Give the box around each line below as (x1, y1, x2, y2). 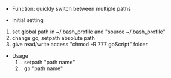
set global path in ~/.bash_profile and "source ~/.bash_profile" (11, 28, 166, 35)
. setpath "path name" (20, 59, 75, 65)
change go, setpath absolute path (11, 35, 96, 41)
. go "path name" (20, 65, 63, 72)
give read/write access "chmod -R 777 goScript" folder (11, 41, 148, 48)
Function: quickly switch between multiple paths (11, 5, 132, 12)
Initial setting (11, 17, 44, 23)
